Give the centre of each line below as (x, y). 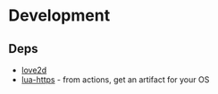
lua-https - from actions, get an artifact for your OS (115, 80)
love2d (34, 70)
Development (59, 16)
